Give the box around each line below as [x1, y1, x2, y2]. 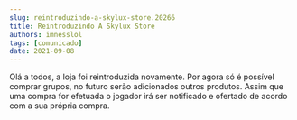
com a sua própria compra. [9, 100, 110, 111]
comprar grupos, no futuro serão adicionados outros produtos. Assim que [9, 81, 284, 92]
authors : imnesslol [9, 30, 83, 39]
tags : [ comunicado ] [9, 38, 83, 48]
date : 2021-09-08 [9, 47, 75, 56]
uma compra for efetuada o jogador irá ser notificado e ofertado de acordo [9, 91, 288, 102]
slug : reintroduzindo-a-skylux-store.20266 [9, 13, 176, 23]
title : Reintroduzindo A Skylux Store [9, 22, 155, 31]
